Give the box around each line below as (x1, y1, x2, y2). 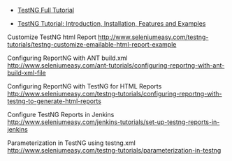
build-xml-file (7, 69, 47, 77)
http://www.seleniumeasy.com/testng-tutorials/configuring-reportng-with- (7, 90, 222, 98)
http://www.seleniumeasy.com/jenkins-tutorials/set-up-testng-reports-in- (7, 118, 220, 126)
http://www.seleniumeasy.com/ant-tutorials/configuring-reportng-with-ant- (7, 61, 225, 69)
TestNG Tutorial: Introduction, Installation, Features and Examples (17, 20, 206, 27)
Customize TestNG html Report (7, 33, 96, 41)
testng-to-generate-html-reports (7, 97, 101, 105)
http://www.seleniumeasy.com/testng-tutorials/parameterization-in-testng (7, 146, 222, 154)
